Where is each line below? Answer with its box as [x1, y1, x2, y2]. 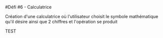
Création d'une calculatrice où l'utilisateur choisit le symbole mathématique [5, 14, 159, 19]
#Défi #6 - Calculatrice [5, 4, 52, 10]
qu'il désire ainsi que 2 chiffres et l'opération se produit [5, 19, 118, 24]
